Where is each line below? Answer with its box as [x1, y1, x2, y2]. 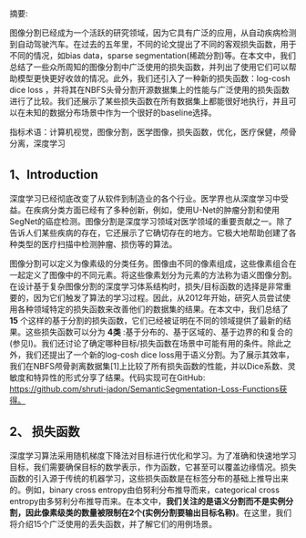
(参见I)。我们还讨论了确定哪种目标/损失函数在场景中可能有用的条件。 [9, 337, 269, 348]
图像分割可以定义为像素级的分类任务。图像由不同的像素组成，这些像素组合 [9, 258, 289, 269]
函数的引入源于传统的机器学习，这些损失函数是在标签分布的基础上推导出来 [9, 472, 289, 483]
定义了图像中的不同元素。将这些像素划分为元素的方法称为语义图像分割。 [25, 269, 297, 280]
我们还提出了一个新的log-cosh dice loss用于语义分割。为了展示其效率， [25, 349, 294, 360]
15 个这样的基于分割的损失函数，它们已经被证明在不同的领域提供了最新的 [9, 315, 284, 326]
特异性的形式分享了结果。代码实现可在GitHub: [33, 372, 206, 383]
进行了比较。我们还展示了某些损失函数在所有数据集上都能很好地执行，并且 [9, 96, 289, 107]
